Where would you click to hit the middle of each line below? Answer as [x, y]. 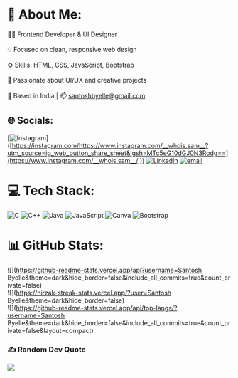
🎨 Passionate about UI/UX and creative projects [77, 80]
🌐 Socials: [31, 121]
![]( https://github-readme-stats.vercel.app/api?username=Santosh [105, 270]
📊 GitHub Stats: [56, 245]
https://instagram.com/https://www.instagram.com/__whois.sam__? [110, 145]
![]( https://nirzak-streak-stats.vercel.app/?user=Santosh [90, 293]
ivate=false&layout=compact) [50, 330]
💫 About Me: [45, 15]
